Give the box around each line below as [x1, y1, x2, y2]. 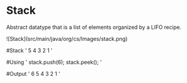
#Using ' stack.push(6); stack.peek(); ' [6, 58, 102, 66]
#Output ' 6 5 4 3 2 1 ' [6, 70, 60, 77]
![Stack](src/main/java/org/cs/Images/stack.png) [6, 35, 128, 42]
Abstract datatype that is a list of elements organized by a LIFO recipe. [6, 23, 182, 31]
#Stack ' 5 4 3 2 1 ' [6, 46, 53, 54]
